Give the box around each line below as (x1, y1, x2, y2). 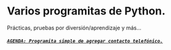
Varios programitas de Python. (7, 4, 166, 18)
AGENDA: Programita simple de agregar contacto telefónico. (7, 38, 164, 44)
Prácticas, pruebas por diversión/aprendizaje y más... (7, 24, 142, 31)
